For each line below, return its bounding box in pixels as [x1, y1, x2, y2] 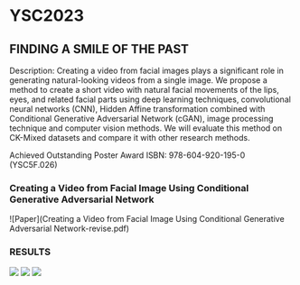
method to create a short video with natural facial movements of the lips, [9, 85, 280, 95]
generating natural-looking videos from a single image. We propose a [9, 75, 268, 86]
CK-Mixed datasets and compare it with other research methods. [9, 133, 250, 142]
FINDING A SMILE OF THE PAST [9, 41, 190, 57]
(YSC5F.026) [9, 160, 58, 170]
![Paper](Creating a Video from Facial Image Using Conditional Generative [9, 214, 285, 225]
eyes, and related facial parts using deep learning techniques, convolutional [9, 94, 292, 105]
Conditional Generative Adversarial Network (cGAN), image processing [9, 114, 274, 124]
